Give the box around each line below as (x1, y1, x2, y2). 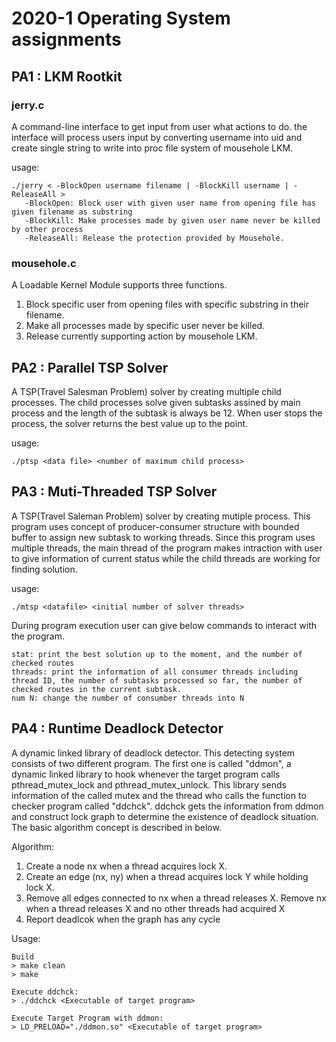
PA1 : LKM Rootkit (11, 68, 123, 85)
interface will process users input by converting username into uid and (11, 131, 303, 143)
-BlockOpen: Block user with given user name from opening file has (24, 198, 316, 208)
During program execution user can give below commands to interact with (11, 619, 318, 631)
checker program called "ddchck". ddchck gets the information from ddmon (11, 800, 324, 812)
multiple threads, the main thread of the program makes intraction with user (11, 542, 323, 554)
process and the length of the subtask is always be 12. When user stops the (11, 407, 323, 419)
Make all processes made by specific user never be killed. (25, 320, 266, 332)
